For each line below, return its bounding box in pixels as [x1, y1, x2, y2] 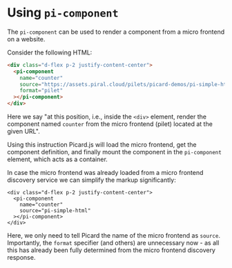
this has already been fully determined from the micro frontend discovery [7, 246, 216, 254]
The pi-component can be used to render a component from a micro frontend [7, 28, 225, 36]
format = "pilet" [19, 87, 64, 94]
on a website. [7, 34, 46, 43]
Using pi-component [7, 5, 119, 21]
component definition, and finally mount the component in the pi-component [7, 148, 222, 156]
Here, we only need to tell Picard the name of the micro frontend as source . [7, 231, 221, 240]
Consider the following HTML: [7, 48, 93, 56]
